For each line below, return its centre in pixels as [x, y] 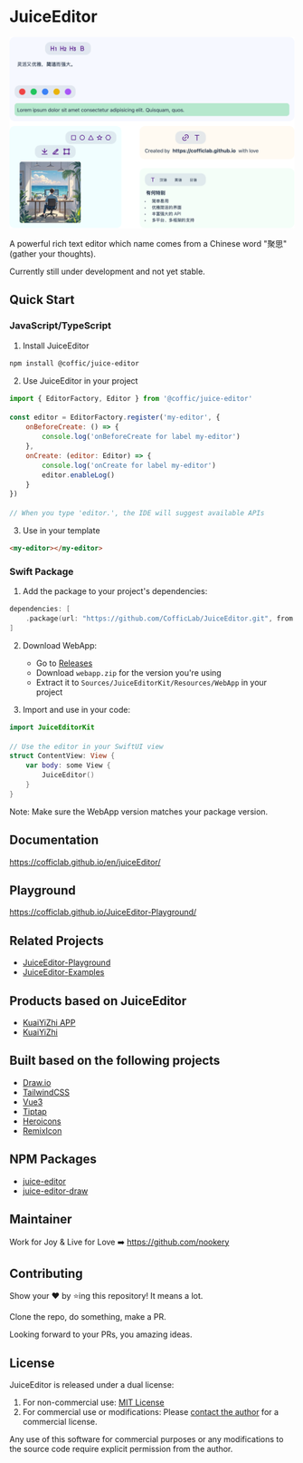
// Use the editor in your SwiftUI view [87, 746]
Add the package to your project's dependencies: [115, 591]
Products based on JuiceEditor [98, 1001]
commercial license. [60, 1422]
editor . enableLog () [79, 475]
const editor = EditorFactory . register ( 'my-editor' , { [115, 418]
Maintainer [41, 1219]
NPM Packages [53, 1160]
